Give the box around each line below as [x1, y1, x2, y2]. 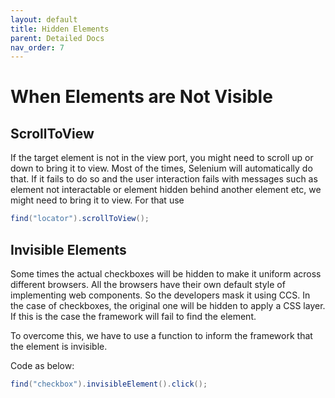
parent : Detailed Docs [10, 33, 105, 43]
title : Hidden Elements [10, 24, 110, 34]
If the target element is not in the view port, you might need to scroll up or [10, 152, 314, 164]
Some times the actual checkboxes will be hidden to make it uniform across [10, 267, 322, 280]
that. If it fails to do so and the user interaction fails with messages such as [10, 173, 318, 185]
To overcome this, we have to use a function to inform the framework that [10, 329, 313, 341]
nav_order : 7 [10, 42, 65, 53]
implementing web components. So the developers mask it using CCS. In [10, 289, 311, 301]
